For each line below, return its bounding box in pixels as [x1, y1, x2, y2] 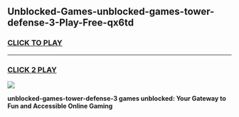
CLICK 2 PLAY [7, 65, 57, 74]
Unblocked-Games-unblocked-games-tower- [7, 6, 215, 18]
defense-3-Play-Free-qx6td [7, 17, 134, 29]
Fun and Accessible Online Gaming [7, 101, 113, 110]
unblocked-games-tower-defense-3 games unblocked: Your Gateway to [7, 94, 226, 102]
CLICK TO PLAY [7, 38, 63, 48]
